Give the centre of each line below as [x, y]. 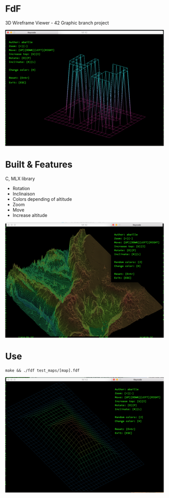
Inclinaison [24, 194]
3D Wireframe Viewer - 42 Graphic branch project [57, 23]
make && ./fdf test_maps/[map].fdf [43, 371]
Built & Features [39, 165]
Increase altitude [30, 215]
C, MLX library [20, 179]
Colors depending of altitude [42, 199]
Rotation [21, 189]
